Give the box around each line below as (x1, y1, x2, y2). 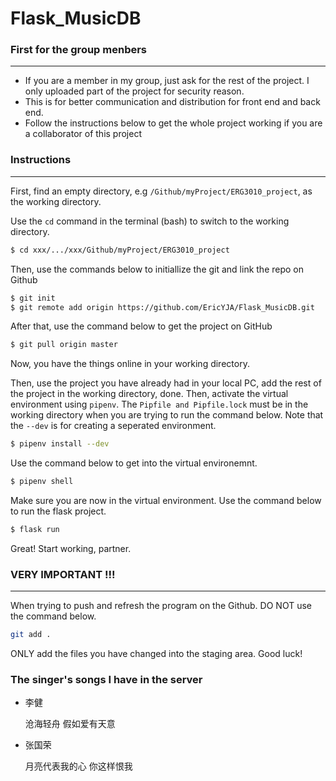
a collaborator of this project (24, 128, 143, 140)
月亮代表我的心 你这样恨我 (24, 760, 133, 772)
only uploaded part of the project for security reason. (24, 85, 245, 97)
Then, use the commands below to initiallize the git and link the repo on (10, 263, 305, 275)
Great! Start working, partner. (10, 542, 132, 554)
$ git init (10, 293, 56, 303)
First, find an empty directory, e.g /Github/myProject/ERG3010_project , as (10, 185, 313, 197)
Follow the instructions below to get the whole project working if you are (24, 117, 323, 129)
